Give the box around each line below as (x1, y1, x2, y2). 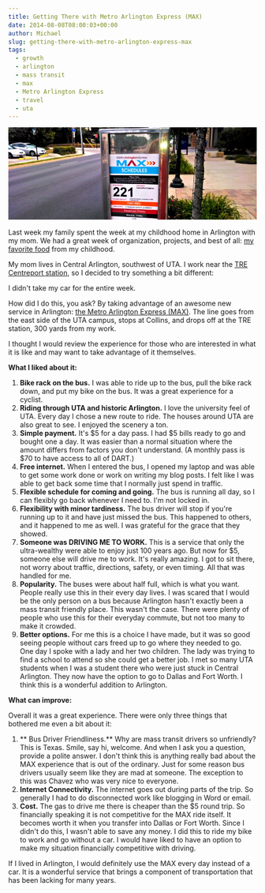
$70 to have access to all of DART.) (19, 453, 135, 463)
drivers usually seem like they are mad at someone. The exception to (19, 767, 244, 777)
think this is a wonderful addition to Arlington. (19, 680, 168, 689)
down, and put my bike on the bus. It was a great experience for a (19, 386, 234, 396)
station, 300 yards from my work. (8, 324, 117, 333)
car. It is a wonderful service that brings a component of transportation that (8, 867, 253, 876)
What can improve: (8, 695, 73, 704)
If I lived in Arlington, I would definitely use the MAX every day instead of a (8, 858, 251, 868)
